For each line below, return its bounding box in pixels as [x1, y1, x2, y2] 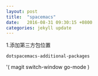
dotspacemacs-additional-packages [6, 53, 90, 59]
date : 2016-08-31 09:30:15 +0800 [6, 19, 93, 25]
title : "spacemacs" [6, 14, 57, 20]
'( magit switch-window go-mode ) [6, 64, 90, 71]
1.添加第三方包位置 [6, 42, 51, 49]
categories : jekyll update [6, 25, 72, 31]
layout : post [6, 8, 38, 15]
